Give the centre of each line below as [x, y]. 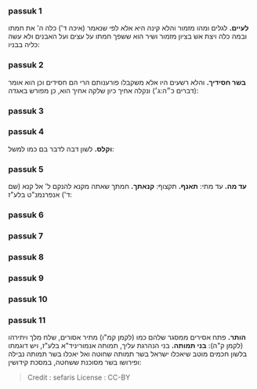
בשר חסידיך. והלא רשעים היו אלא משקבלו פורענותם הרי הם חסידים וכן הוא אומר [127, 82]
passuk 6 [26, 215]
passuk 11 [27, 320]
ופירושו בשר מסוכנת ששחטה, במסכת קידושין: [75, 362]
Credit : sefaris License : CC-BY [79, 377]
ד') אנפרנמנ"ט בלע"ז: [40, 194]
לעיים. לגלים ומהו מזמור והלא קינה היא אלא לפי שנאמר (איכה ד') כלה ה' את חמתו [128, 28]
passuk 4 [26, 132]
